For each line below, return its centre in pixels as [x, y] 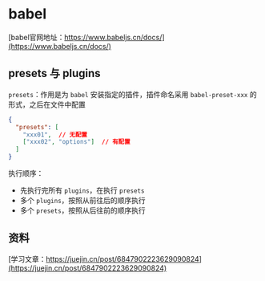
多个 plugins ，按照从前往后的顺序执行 [82, 200]
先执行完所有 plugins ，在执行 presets [82, 190]
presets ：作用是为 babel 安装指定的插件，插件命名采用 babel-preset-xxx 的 [133, 94]
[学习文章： [27, 259]
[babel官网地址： [36, 37]
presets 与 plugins [55, 73]
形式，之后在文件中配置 [47, 104]
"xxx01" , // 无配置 [55, 134]
